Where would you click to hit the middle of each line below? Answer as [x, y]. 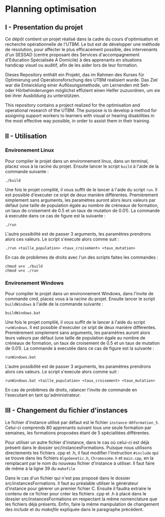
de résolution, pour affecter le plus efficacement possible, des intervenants [81, 49]
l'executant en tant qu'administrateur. [43, 395]
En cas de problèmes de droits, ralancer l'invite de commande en [71, 390]
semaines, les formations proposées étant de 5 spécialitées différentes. [78, 433]
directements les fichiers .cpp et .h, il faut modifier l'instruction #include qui [82, 453]
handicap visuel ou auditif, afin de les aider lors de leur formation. [72, 65]
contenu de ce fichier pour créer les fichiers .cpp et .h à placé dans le [76, 493]
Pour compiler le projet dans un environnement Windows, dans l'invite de [79, 293]
